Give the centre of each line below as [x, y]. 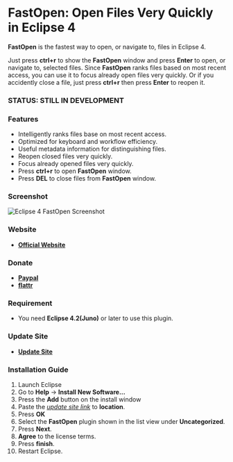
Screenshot [28, 197]
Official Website [42, 245]
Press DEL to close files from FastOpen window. [87, 179]
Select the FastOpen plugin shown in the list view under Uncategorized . [121, 421]
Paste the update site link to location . [71, 406]
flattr [25, 286]
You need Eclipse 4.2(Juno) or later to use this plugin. [96, 318]
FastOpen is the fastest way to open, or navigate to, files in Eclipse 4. [107, 47]
